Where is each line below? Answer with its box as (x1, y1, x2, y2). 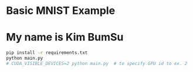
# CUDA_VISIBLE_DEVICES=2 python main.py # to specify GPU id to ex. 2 (6, 60, 188, 66)
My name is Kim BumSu (6, 31, 124, 44)
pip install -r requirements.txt (6, 50, 88, 56)
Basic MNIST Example (6, 4, 116, 17)
